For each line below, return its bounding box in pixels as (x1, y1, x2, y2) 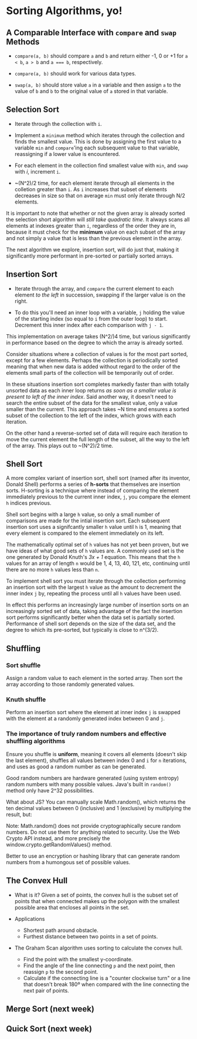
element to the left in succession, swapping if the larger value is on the (14, 291, 186, 298)
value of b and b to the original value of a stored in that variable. (14, 88, 168, 95)
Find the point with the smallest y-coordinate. (23, 955, 133, 963)
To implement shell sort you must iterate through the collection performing (6, 578, 186, 585)
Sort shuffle (6, 661, 41, 669)
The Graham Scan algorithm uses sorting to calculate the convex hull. (14, 944, 183, 951)
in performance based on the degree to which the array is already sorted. (6, 339, 184, 346)
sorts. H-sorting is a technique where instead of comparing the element (6, 487, 179, 494)
